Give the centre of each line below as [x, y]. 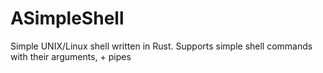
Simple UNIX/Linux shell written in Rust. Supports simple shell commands [161, 46]
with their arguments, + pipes [71, 56]
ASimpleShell [67, 18]
